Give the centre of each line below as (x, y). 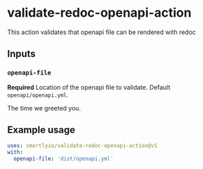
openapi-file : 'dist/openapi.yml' (63, 159)
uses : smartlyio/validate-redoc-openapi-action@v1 (82, 146)
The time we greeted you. (44, 108)
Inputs (22, 54)
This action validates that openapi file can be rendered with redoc (102, 32)
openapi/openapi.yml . (38, 95)
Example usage (41, 130)
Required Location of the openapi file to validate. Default (89, 87)
